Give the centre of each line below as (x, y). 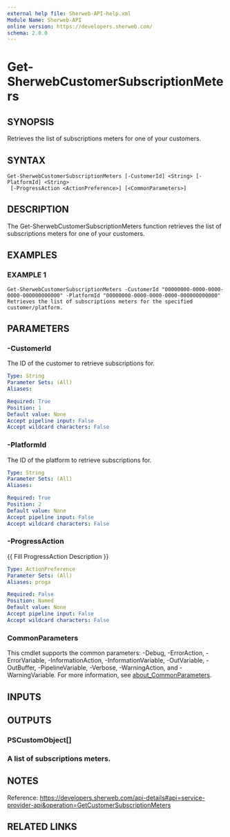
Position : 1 (24, 408)
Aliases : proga (29, 582)
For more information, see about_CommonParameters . (135, 675)
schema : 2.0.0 (28, 33)
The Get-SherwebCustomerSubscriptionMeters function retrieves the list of (115, 226)
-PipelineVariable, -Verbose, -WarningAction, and (108, 668)
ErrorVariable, (27, 661)
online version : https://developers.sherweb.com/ (80, 26)
